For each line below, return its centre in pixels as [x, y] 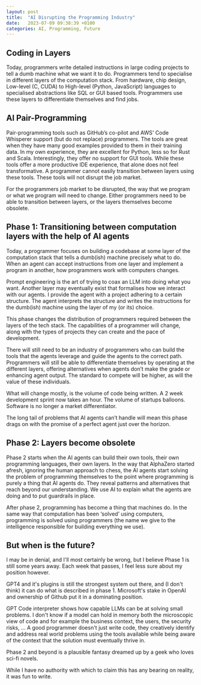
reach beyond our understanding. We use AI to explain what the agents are [99, 489]
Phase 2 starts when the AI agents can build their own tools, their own [93, 457]
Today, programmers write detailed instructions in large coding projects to [98, 67]
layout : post [22, 12]
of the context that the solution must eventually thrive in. [76, 641]
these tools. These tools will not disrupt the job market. [74, 177]
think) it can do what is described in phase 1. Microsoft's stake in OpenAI [96, 591]
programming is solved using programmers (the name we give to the [91, 520]
